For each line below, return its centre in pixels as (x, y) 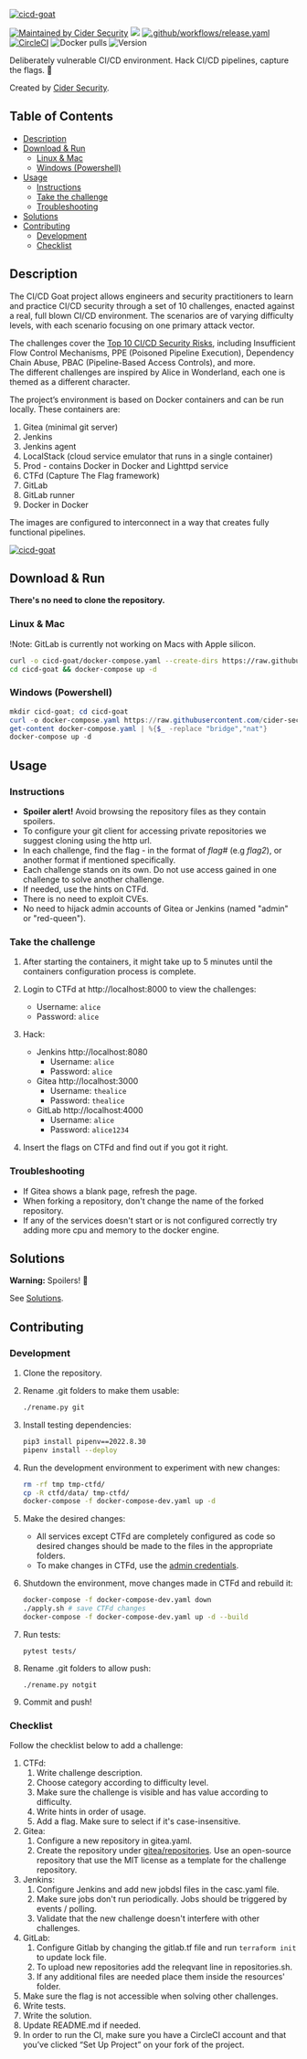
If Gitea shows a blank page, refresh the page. (110, 1191)
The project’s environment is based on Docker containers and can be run (147, 399)
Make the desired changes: (74, 1519)
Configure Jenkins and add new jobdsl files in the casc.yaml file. (158, 1889)
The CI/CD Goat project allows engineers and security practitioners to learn (152, 296)
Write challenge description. (90, 1773)
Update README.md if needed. (82, 2025)
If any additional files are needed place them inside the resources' (160, 1977)
